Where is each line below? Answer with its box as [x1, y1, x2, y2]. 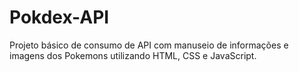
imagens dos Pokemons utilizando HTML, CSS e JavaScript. [9, 49, 257, 61]
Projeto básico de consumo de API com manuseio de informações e [9, 39, 289, 51]
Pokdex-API [9, 6, 110, 29]
